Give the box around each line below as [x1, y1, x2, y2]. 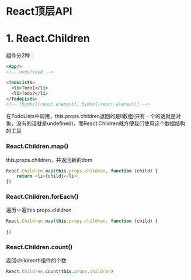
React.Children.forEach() [6, 193, 79, 201]
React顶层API [6, 5, 72, 18]
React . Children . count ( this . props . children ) [6, 269, 114, 275]
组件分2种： [6, 52, 35, 59]
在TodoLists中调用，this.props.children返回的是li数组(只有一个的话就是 [6, 113, 176, 120]
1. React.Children [6, 32, 91, 45]
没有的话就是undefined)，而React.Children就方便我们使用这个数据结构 [16, 120, 186, 127]
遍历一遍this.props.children [6, 206, 72, 213]
